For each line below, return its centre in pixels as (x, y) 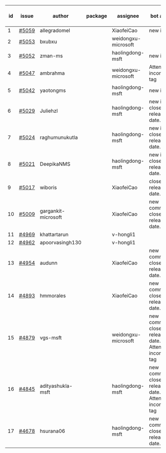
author (61, 16)
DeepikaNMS (55, 164)
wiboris (48, 187)
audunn (49, 263)
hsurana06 (52, 431)
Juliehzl (49, 111)
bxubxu (48, 42)
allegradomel (55, 30)
